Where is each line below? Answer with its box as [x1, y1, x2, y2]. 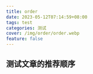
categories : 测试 [6, 25, 47, 31]
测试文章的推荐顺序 [6, 59, 75, 69]
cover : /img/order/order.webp [6, 31, 80, 36]
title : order [6, 8, 38, 15]
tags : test [6, 19, 33, 25]
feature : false [6, 36, 43, 42]
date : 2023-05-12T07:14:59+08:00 [6, 14, 88, 20]
